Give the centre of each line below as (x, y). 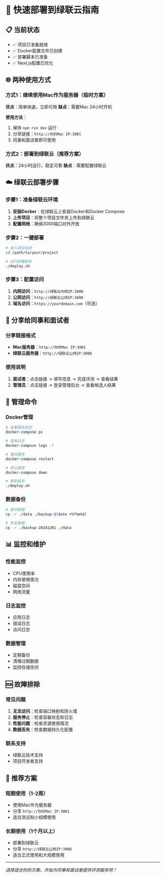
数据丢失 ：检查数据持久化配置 (43, 729)
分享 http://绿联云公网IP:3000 (42, 849)
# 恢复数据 (15, 523)
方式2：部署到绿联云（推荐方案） (45, 154)
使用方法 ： (16, 117)
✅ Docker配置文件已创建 (37, 51)
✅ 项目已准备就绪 (30, 44)
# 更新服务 (15, 481)
